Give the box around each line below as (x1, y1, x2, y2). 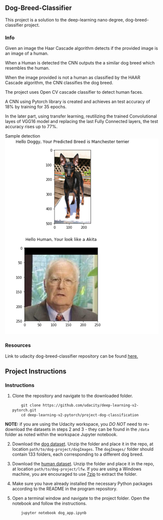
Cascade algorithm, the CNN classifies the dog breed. (5, 80, 113, 86)
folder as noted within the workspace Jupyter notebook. (5, 432, 118, 438)
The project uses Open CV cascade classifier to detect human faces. (5, 89, 144, 95)
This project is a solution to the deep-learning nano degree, (5, 17, 125, 22)
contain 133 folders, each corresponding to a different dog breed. (12, 451, 144, 458)
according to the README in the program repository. (12, 486, 118, 492)
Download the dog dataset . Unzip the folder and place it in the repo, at (12, 441, 153, 447)
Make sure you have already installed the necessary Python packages (12, 480, 153, 487)
